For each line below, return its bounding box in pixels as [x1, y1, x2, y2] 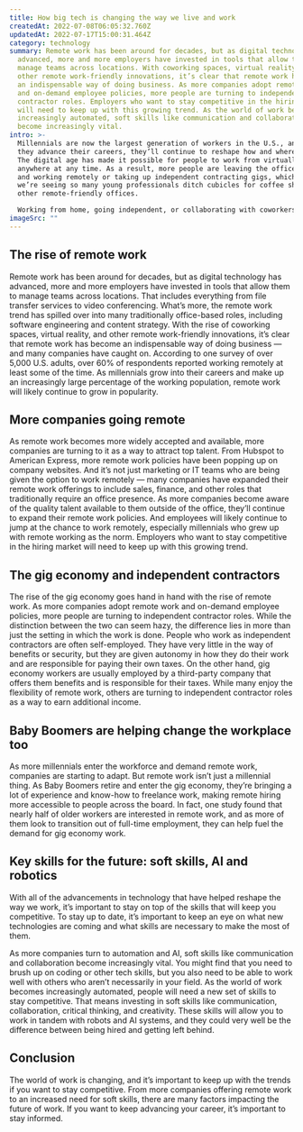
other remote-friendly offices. [17, 189, 140, 198]
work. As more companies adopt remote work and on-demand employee [9, 601, 280, 612]
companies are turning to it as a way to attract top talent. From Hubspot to [9, 445, 284, 456]
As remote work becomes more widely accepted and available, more [9, 436, 264, 447]
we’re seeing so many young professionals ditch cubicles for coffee [17, 181, 284, 190]
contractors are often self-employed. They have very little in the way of [9, 639, 273, 650]
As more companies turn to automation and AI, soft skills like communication [9, 947, 294, 958]
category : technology [9, 38, 91, 48]
